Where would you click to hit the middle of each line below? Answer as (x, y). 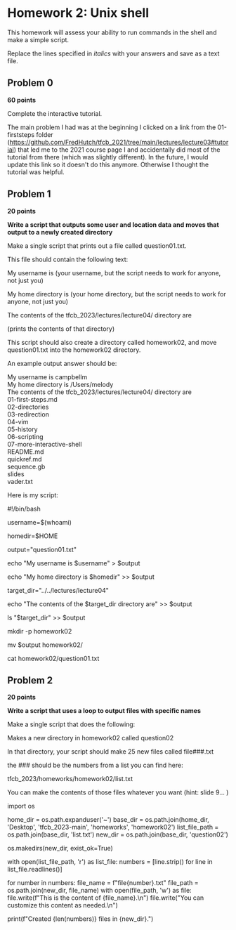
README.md (26, 452)
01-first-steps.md (32, 399)
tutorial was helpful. (36, 172)
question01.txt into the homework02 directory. (74, 350)
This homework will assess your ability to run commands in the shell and (112, 32)
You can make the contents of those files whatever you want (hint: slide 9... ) (118, 792)
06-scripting (25, 436)
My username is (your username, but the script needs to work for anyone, (114, 273)
